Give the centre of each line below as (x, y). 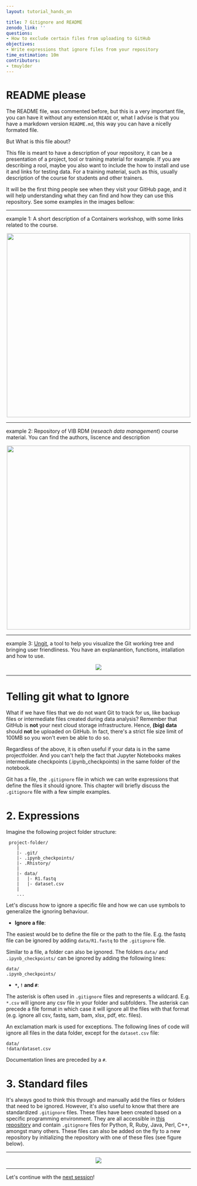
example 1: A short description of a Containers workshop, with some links (95, 219)
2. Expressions (43, 816)
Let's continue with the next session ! (50, 1177)
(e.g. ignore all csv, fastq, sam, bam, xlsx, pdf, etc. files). (74, 1015)
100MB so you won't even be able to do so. (58, 738)
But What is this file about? (38, 141)
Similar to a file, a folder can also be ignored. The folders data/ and (87, 952)
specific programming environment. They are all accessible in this (86, 1119)
